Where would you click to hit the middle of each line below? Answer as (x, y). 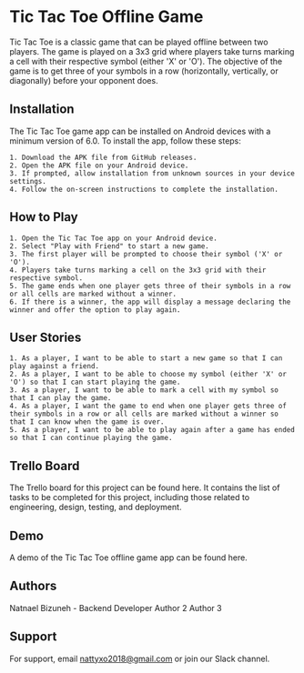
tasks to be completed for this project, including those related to (130, 497)
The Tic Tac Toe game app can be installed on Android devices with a (140, 131)
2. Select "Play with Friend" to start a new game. (109, 246)
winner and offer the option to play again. (95, 310)
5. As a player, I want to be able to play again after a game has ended (152, 430)
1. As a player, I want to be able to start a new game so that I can (146, 358)
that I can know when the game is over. (87, 422)
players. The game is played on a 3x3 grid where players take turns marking (152, 51)
